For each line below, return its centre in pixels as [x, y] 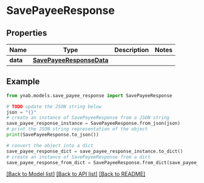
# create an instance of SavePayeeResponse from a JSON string [88, 118]
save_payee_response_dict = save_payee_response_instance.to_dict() [95, 151]
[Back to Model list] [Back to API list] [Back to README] [76, 174]
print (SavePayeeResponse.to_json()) [53, 135]
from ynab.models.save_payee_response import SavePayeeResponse [89, 95]
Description [132, 50]
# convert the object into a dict [50, 145]
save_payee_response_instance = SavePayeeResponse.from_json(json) [93, 124]
